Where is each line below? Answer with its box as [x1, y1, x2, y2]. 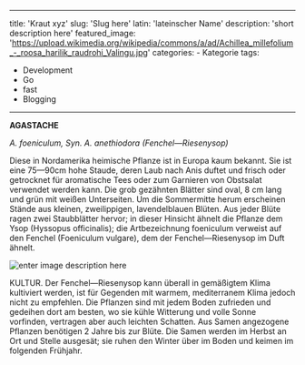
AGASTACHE [9, 120, 59, 130]
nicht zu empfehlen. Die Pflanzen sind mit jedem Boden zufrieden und [9, 297, 271, 308]
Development [22, 65, 74, 76]
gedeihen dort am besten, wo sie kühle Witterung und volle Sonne [9, 307, 257, 317]
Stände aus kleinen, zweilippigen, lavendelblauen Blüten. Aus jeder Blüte [9, 204, 281, 214]
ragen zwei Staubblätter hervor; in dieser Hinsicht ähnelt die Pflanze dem [9, 213, 283, 224]
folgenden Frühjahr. [9, 345, 84, 356]
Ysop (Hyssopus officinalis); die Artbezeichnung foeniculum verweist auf [9, 223, 282, 233]
